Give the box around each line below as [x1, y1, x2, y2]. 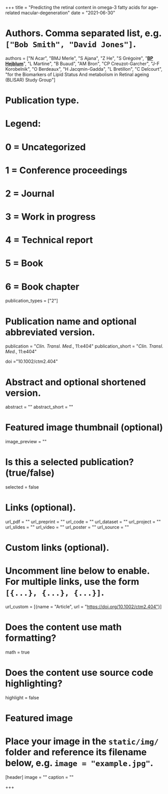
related [5, 10, 20, 16]
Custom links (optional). [5, 542, 109, 554]
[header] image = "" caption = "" [5, 774, 74, 780]
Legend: [5, 118, 41, 129]
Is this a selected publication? [5, 457, 134, 468]
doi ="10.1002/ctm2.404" [5, 358, 58, 364]
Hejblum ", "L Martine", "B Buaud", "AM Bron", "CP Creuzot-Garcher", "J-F [5, 61, 160, 67]
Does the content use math [5, 621, 122, 633]
